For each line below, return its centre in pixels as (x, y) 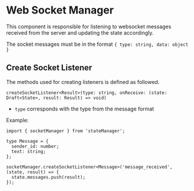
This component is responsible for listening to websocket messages (89, 26)
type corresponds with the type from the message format (84, 109)
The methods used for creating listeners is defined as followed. (83, 82)
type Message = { (27, 141)
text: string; (29, 151)
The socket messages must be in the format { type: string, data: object (97, 44)
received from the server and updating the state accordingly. (80, 32)
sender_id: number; (35, 146)
